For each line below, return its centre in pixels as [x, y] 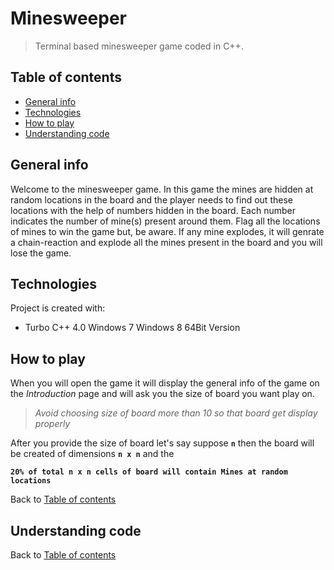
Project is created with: [58, 308]
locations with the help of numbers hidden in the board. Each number [153, 210]
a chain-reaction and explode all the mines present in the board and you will [166, 242]
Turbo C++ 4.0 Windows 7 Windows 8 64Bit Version [132, 328]
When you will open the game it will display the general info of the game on [165, 383]
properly [52, 424]
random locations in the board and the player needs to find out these [151, 199]
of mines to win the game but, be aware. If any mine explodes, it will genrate [167, 231]
